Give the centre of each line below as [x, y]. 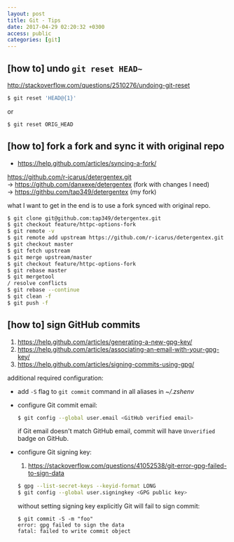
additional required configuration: [55, 378]
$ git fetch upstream [39, 251]
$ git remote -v [31, 231]
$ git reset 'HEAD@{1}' [42, 98]
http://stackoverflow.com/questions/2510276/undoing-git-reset [99, 85]
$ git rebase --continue [43, 290]
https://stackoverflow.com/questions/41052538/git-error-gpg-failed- [127, 466]
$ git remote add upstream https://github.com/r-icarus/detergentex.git [116, 238]
